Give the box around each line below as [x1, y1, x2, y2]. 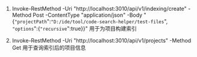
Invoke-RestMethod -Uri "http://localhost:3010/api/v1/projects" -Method [11, 37, 192, 44]
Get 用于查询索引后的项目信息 [11, 44, 86, 51]
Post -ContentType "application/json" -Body [33, 11, 143, 19]
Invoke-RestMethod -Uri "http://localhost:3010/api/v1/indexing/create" [11, 5, 187, 12]
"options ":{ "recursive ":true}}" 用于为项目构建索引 [11, 25, 137, 32]
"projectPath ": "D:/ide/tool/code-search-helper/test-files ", [14, 18, 168, 25]
